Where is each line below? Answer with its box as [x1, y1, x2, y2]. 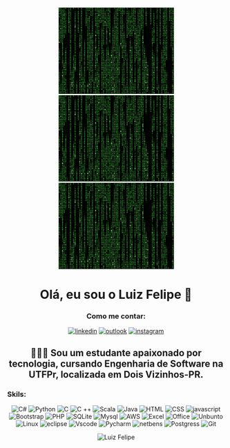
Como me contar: [86, 311, 146, 321]
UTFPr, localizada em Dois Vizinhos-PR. [28, 369, 204, 380]
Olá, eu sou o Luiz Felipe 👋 [39, 287, 193, 302]
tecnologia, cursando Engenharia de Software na [8, 358, 224, 369]
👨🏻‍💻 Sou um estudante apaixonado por [30, 347, 202, 359]
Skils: [7, 389, 26, 399]
